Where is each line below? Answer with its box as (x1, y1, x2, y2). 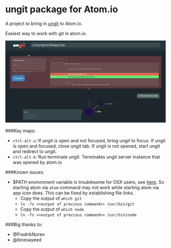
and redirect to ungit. (12, 148, 57, 155)
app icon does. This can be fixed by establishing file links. (12, 190, 134, 196)
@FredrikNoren (12, 231, 45, 238)
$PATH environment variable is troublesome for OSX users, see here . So (12, 179, 164, 185)
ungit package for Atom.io (5, 4, 118, 15)
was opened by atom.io (12, 159, 62, 165)
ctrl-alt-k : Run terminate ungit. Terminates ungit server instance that (12, 154, 160, 160)
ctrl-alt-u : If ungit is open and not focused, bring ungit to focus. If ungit (12, 138, 166, 144)
